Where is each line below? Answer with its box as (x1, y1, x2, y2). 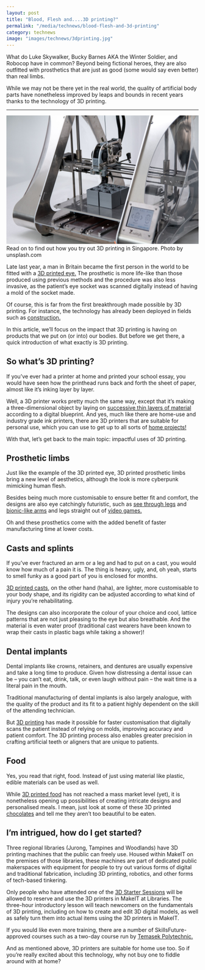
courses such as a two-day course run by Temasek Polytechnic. (31, 933, 193, 940)
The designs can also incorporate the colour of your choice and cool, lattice (6, 609, 197, 616)
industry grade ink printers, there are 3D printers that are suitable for (6, 417, 179, 424)
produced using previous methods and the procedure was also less (6, 276, 176, 283)
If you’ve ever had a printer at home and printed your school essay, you (6, 372, 186, 380)
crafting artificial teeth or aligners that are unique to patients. (6, 738, 159, 746)
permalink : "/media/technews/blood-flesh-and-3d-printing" (6, 23, 160, 29)
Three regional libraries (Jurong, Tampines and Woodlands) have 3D (6, 844, 178, 851)
